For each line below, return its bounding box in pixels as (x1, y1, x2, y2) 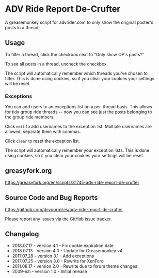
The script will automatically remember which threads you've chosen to (5, 70, 148, 76)
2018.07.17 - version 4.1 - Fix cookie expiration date (12, 243, 114, 248)
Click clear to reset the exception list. (5, 138, 80, 144)
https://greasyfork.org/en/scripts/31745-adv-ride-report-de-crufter (5, 180, 140, 185)
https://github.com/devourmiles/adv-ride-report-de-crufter (5, 206, 123, 212)
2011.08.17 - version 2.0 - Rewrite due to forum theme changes (12, 263, 138, 269)
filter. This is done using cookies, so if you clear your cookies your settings (5, 75, 155, 81)
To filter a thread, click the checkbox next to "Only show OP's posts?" (5, 51, 144, 57)
